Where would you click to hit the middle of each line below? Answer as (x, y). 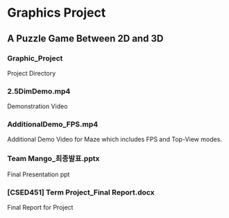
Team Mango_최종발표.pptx (53, 159)
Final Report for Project (40, 208)
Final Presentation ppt (39, 174)
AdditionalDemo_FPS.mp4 (53, 124)
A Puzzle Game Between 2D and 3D (85, 39)
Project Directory (32, 73)
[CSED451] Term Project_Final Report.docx (81, 192)
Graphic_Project (35, 58)
